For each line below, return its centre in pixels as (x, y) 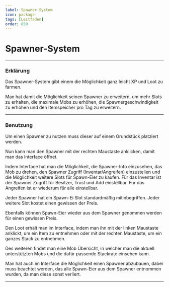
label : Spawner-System (29, 10)
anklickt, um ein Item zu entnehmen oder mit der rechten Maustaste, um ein (83, 233)
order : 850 (17, 24)
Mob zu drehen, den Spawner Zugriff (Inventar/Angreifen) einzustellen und (83, 172)
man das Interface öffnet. (31, 157)
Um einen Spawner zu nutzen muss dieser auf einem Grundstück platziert (82, 136)
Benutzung (19, 125)
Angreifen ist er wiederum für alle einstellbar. (52, 188)
